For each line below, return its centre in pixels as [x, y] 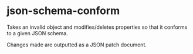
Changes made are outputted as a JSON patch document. [77, 45]
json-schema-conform [63, 11]
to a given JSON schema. [37, 33]
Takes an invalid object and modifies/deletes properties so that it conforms [97, 27]
